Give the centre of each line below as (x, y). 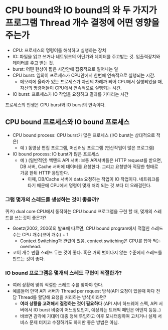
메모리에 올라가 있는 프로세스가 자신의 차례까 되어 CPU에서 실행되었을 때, (92, 81)
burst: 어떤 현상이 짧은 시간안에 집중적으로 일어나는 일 (65, 69)
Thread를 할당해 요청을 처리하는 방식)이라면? (62, 297)
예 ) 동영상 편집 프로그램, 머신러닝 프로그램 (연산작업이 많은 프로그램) (87, 147)
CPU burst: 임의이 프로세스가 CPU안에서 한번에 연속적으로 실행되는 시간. (84, 75)
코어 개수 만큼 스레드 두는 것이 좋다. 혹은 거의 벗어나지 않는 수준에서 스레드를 (87, 253)
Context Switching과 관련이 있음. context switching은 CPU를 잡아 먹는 (91, 241)
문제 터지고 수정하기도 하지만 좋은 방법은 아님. (74, 322)
